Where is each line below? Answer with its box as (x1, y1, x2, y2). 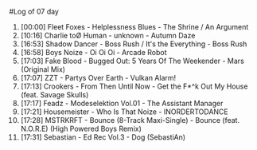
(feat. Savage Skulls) (20, 90, 89, 99)
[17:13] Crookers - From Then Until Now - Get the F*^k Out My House (20, 81, 248, 91)
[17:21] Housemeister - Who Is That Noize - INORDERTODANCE (20, 107, 229, 116)
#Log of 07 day (9, 7, 59, 16)
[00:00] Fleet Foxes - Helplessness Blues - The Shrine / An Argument (20, 22, 249, 31)
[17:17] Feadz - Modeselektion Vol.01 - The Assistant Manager (20, 99, 224, 108)
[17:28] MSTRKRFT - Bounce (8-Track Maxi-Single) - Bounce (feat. (20, 116, 240, 124)
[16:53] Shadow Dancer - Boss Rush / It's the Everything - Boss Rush (20, 39, 247, 49)
